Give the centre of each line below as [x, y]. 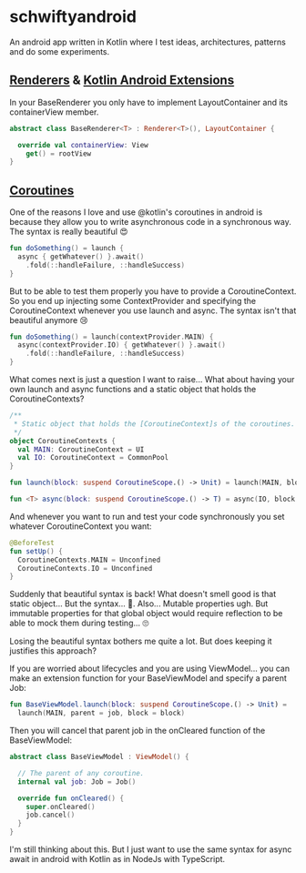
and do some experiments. [60, 51]
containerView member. [54, 112]
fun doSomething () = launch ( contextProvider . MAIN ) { [112, 337]
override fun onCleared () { [71, 798]
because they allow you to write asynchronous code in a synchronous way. [150, 222]
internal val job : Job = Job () [77, 782]
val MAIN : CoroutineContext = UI [81, 449]
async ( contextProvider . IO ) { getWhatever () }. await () [122, 345]
